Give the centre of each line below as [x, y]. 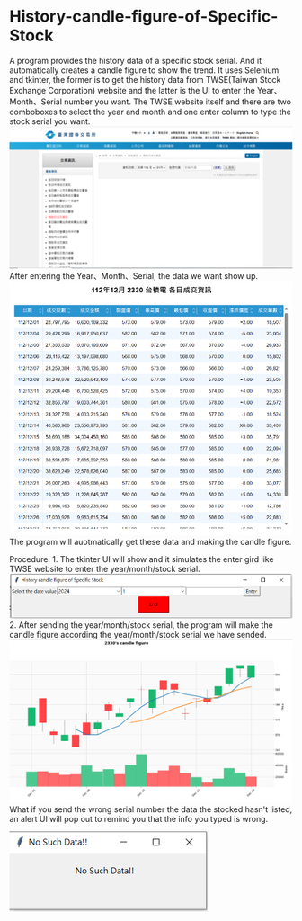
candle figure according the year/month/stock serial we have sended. [138, 635]
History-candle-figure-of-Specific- [144, 17]
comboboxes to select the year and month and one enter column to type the [151, 112]
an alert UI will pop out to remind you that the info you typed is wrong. [139, 818]
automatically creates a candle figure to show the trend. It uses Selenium [144, 70]
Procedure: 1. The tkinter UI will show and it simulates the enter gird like [142, 559]
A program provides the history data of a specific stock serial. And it [136, 60]
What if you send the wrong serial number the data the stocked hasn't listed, [151, 809]
